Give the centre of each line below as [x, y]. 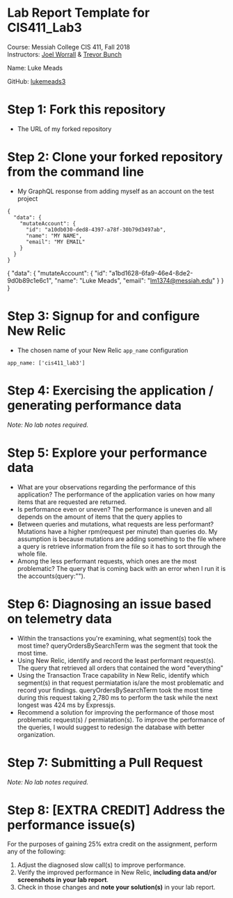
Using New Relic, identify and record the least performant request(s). [116, 660]
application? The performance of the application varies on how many [116, 494]
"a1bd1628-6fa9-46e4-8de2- [151, 273]
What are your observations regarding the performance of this [106, 487]
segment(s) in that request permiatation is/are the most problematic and [120, 683]
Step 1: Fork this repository [86, 110]
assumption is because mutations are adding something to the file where [121, 539]
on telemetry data [60, 619]
